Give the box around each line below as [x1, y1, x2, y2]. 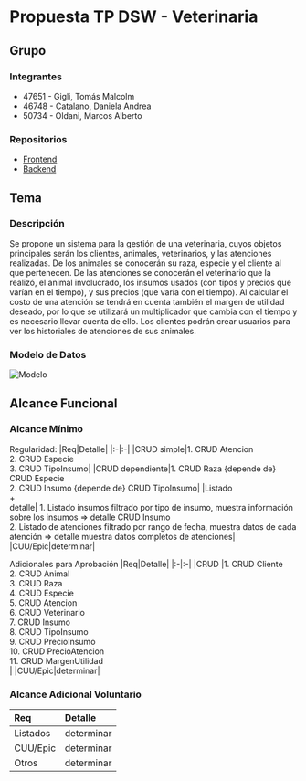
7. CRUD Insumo [9, 617, 71, 628]
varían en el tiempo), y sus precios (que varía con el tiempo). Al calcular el [9, 286, 289, 298]
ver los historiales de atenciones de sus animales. [9, 325, 196, 336]
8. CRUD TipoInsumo [9, 626, 89, 637]
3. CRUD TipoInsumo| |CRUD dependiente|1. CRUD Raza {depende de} [9, 463, 277, 474]
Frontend [22, 153, 58, 165]
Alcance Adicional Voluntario [9, 688, 142, 701]
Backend [22, 164, 57, 174]
